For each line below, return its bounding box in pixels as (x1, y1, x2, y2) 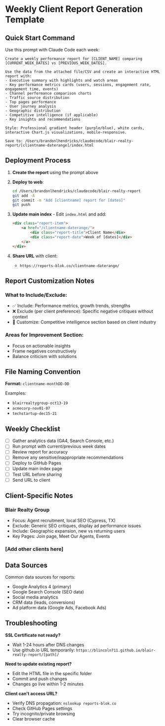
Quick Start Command (5, 34, 75, 42)
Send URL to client (12, 477, 50, 483)
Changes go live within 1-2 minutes (12, 681, 84, 687)
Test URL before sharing (12, 471, 62, 477)
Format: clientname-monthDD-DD (5, 381, 70, 387)
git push (12, 202, 31, 207)
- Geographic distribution (5, 108, 61, 113)
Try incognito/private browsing (12, 711, 75, 717)
